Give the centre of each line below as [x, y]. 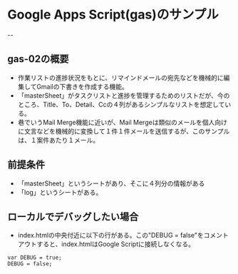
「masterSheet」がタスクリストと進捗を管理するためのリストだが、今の [124, 95]
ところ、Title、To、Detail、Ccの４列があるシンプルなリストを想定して [121, 104]
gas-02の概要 [38, 59]
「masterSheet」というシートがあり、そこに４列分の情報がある [111, 183]
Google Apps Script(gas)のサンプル [113, 15]
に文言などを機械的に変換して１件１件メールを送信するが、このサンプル [124, 131]
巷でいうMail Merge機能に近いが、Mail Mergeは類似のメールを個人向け [123, 122]
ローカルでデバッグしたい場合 [73, 217]
